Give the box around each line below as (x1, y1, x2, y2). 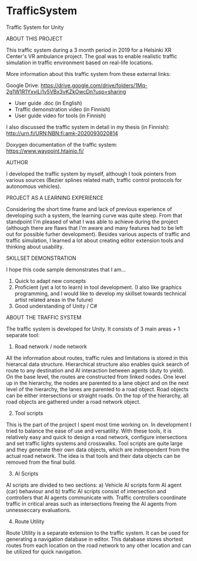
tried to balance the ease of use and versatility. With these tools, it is (6, 427, 172, 434)
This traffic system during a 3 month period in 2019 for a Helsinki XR (6, 46, 172, 54)
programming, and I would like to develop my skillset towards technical (14, 290, 186, 297)
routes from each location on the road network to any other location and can (6, 542, 192, 549)
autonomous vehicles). (6, 183, 62, 190)
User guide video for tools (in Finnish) (14, 112, 106, 119)
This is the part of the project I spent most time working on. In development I (6, 421, 192, 428)
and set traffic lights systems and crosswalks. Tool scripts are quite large (6, 440, 183, 447)
